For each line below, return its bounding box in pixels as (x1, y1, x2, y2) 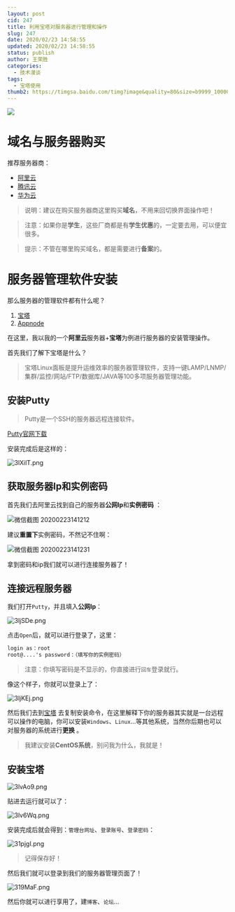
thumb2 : (7, 88, 30, 95)
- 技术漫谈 (13, 69, 41, 76)
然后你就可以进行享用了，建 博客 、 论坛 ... (7, 897, 120, 906)
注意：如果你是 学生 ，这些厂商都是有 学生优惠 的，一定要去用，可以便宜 (24, 221, 227, 229)
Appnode (17, 319, 45, 327)
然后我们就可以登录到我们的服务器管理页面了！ (7, 869, 142, 877)
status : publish (7, 50, 55, 57)
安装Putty (7, 394, 50, 407)
